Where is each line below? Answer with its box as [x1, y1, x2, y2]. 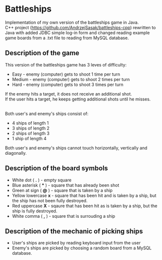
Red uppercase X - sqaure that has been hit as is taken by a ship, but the [12, 203, 158, 209]
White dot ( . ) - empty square [12, 177, 72, 183]
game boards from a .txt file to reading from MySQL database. [5, 35, 129, 41]
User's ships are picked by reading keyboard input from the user [12, 240, 141, 246]
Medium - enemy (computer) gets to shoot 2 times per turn [12, 76, 130, 82]
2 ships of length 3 [12, 130, 50, 136]
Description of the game [5, 49, 80, 57]
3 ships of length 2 [12, 125, 50, 131]
